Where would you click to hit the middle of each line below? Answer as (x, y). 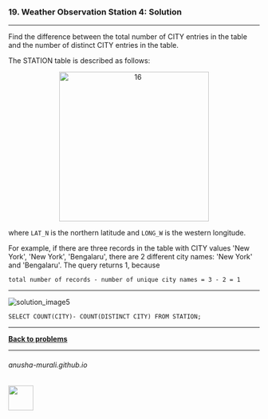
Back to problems (38, 339)
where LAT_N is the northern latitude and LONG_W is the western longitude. (127, 233)
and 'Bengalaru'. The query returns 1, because (84, 265)
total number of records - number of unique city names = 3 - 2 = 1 (124, 280)
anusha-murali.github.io (48, 365)
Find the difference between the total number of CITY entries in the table (128, 37)
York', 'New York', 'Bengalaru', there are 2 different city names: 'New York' (130, 257)
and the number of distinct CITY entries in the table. (94, 45)
